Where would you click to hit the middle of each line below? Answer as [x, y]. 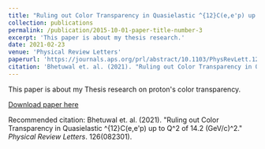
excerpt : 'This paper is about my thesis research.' [97, 37]
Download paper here [43, 104]
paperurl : [24, 60]
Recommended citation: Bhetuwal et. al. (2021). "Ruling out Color [114, 120]
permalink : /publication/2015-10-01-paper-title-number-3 [105, 30]
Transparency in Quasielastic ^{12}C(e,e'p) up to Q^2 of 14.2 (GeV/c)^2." [125, 128]
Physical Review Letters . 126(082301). [70, 136]
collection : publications [50, 23]
